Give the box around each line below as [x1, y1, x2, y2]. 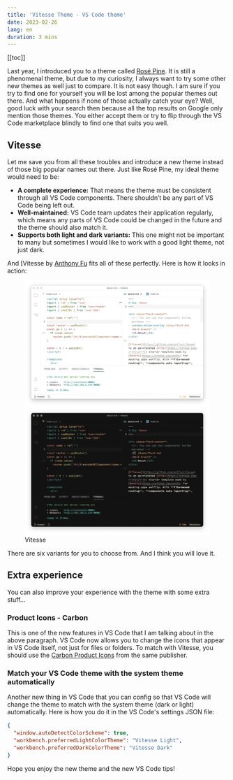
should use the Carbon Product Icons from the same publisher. [7, 651, 188, 660]
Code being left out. [17, 201, 75, 210]
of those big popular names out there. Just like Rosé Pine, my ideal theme [7, 165, 219, 174]
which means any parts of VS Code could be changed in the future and [17, 216, 222, 224]
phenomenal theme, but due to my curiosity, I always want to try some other [7, 74, 227, 83]
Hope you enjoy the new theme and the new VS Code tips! [7, 764, 176, 772]
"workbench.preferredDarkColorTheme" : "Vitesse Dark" [13, 744, 173, 751]
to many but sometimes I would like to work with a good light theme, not [17, 238, 225, 247]
